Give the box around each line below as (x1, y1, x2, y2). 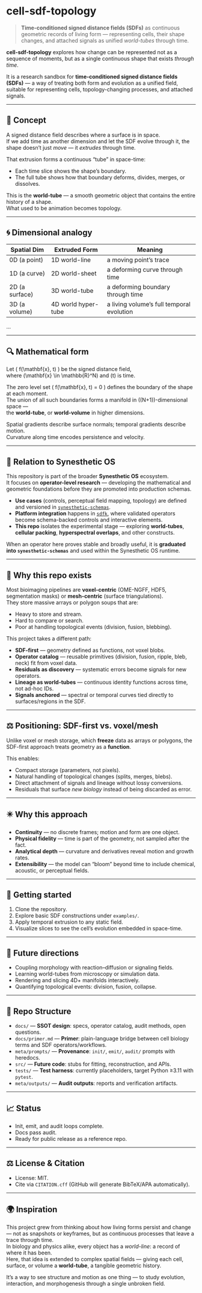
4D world (50, 299, 77, 308)
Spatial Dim (10, 245, 44, 254)
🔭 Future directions (6, 948, 79, 958)
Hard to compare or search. (14, 617, 84, 624)
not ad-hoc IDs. (14, 685, 54, 692)
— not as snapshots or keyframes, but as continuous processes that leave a (6, 1230, 194, 1237)
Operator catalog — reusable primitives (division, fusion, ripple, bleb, (14, 653, 188, 660)
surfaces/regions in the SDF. (14, 698, 86, 705)
